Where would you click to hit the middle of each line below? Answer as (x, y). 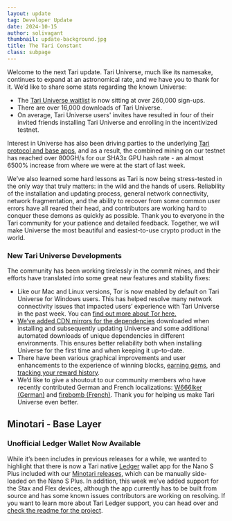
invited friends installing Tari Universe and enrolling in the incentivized (117, 122)
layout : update (29, 14)
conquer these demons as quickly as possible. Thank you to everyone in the (116, 215)
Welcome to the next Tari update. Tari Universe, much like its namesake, (110, 72)
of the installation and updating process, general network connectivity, (108, 193)
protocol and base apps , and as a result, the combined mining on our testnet (116, 151)
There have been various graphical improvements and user (101, 358)
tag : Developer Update (40, 20)
